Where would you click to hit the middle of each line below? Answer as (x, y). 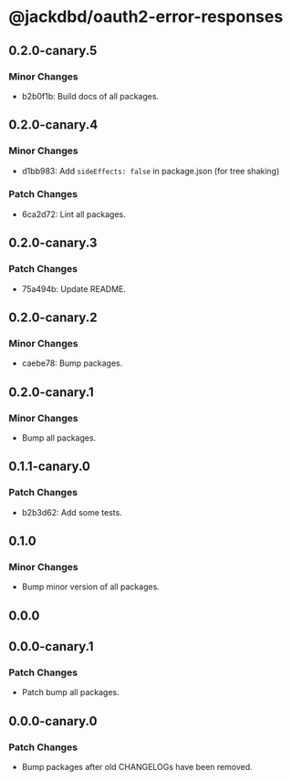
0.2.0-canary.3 (53, 243)
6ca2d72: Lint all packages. (73, 214)
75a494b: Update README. (74, 288)
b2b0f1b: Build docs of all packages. (90, 96)
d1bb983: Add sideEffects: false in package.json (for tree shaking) (151, 171)
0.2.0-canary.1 (52, 392)
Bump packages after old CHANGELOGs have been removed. (137, 767)
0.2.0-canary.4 (53, 125)
